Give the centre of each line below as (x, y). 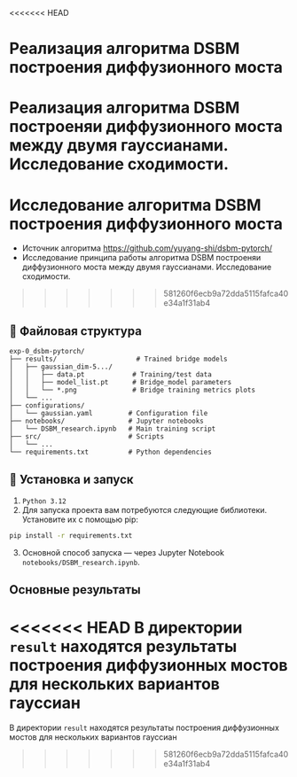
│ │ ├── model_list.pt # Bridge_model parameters (121, 383)
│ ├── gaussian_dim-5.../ (61, 367)
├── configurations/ (47, 406)
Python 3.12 (44, 501)
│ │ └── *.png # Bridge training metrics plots (132, 390)
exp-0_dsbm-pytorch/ (47, 352)
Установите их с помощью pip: (80, 519)
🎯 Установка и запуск (71, 479)
